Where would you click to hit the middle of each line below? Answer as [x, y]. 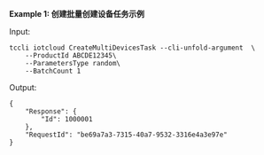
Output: [23, 87]
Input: [20, 31]
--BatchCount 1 [53, 71]
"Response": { [51, 112]
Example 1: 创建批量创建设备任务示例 [77, 14]
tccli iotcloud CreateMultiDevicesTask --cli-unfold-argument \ [132, 48]
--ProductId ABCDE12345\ [71, 56]
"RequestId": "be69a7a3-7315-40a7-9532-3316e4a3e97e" [126, 135]
